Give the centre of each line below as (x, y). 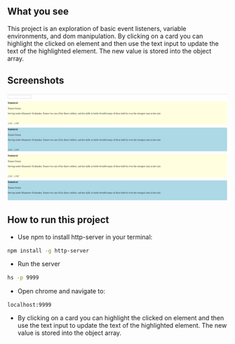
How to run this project (58, 220)
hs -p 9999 (23, 278)
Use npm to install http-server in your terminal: (85, 237)
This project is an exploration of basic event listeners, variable (97, 28)
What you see (38, 12)
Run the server (39, 264)
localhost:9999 (29, 305)
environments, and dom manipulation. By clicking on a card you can (105, 36)
